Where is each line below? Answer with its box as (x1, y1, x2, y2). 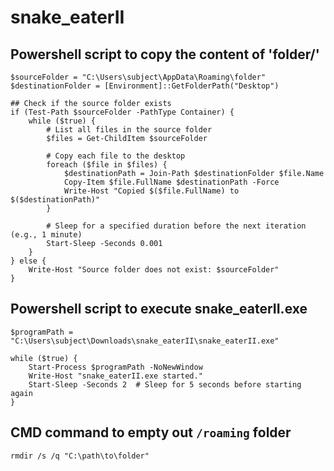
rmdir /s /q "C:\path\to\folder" (10, 451, 150, 461)
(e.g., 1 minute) (10, 230, 83, 240)
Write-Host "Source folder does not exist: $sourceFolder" (28, 265, 280, 275)
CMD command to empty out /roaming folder (10, 424, 292, 441)
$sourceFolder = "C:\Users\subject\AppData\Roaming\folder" (10, 72, 267, 82)
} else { (10, 256, 47, 266)
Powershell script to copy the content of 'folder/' (10, 46, 320, 63)
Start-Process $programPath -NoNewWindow (28, 362, 203, 372)
